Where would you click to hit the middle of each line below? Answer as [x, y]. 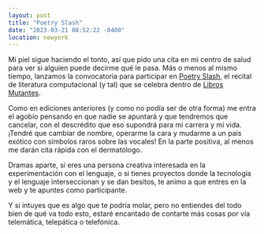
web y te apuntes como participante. [68, 190]
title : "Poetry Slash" [45, 23]
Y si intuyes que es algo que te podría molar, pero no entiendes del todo [125, 206]
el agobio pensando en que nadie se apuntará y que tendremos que [118, 117]
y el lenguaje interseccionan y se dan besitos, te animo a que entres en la [127, 182]
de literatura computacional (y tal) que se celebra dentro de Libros [116, 85]
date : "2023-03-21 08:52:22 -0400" [67, 30]
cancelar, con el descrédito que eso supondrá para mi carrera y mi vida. [125, 125]
